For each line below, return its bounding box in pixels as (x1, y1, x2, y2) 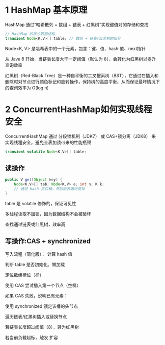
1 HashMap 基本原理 (5, 4, 87, 16)
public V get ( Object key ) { (5, 177, 63, 182)
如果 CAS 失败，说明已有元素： (5, 292, 68, 298)
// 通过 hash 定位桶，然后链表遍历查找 (14, 186, 85, 191)
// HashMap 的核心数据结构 (5, 31, 55, 36)
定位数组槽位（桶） (5, 272, 44, 278)
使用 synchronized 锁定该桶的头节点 (5, 303, 79, 309)
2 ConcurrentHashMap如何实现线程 (5, 104, 152, 115)
